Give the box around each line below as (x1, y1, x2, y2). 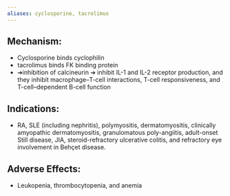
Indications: (7, 102, 60, 114)
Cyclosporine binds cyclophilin (17, 54, 105, 62)
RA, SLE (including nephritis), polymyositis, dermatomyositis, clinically (17, 121, 216, 129)
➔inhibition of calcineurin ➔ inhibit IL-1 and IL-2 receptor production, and (17, 68, 224, 76)
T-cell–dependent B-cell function (17, 83, 112, 91)
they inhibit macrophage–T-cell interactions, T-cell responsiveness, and (17, 76, 220, 84)
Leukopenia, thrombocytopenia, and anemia (17, 182, 143, 190)
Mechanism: (7, 36, 62, 47)
